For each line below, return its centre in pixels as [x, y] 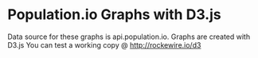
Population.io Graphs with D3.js [114, 15]
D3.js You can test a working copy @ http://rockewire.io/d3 [104, 44]
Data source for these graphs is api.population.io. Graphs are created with [129, 37]
